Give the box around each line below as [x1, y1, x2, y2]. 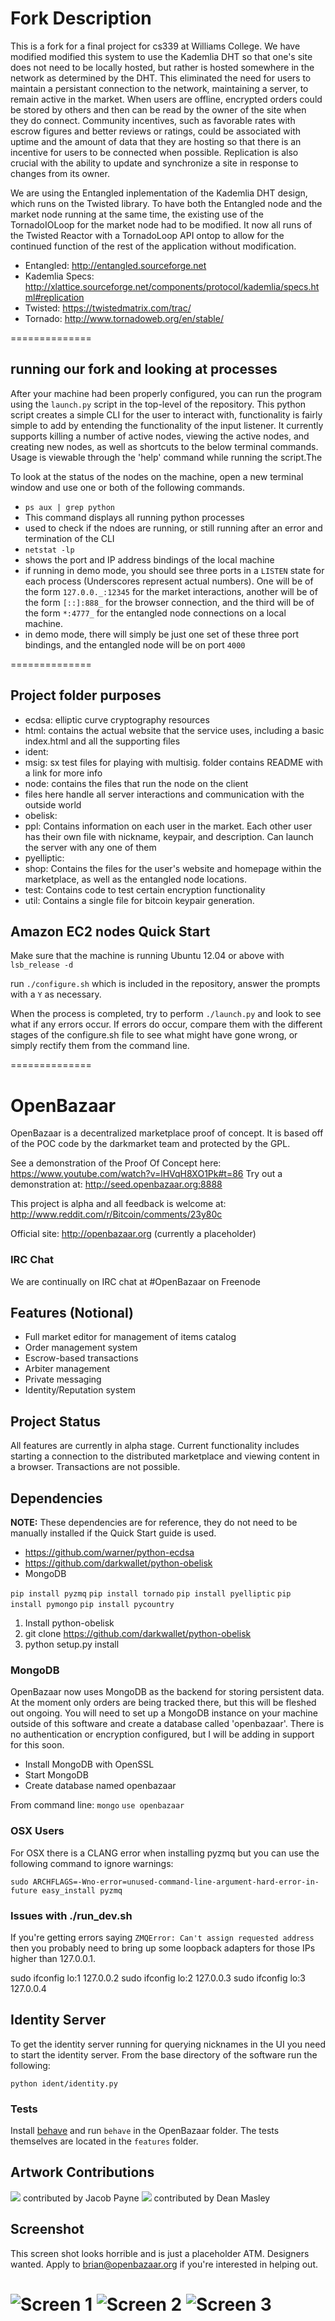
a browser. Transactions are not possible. [10, 1461, 181, 1473]
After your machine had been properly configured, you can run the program [10, 387, 323, 399]
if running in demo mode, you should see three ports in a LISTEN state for [24, 564, 325, 576]
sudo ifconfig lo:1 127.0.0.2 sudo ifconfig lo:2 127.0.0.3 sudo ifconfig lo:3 [10, 1972, 306, 1984]
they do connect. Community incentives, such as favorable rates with [10, 114, 296, 126]
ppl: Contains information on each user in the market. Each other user [24, 820, 313, 832]
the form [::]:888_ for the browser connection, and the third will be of [24, 596, 315, 608]
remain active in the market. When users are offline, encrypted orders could [10, 93, 323, 105]
